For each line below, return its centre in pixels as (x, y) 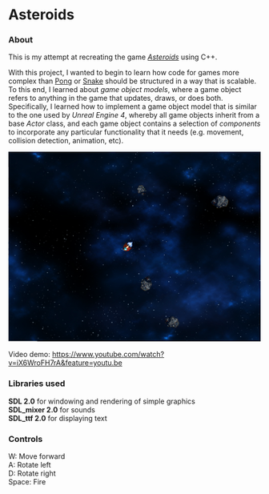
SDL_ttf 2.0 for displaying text (58, 418)
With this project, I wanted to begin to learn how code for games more (124, 73)
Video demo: (29, 355)
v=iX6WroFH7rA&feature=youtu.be (65, 363)
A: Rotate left (30, 464)
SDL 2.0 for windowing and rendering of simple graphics (102, 401)
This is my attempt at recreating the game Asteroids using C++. (113, 57)
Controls (26, 439)
